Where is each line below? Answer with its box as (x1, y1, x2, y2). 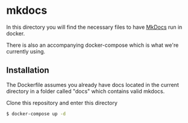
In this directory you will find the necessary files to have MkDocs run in (6, 23, 183, 31)
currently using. (6, 47, 46, 55)
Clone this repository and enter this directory (6, 99, 117, 106)
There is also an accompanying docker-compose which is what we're (6, 41, 179, 49)
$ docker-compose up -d (6, 110, 66, 117)
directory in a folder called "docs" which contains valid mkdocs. (6, 88, 165, 95)
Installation (6, 65, 49, 76)
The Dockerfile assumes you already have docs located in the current (6, 81, 179, 88)
